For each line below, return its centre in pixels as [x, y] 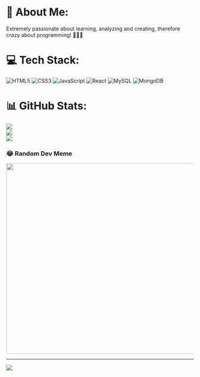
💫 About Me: [37, 12]
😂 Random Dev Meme [39, 153]
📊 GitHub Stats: [47, 106]
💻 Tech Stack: [43, 60]
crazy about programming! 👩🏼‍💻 [45, 35]
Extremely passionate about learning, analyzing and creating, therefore [93, 29]
